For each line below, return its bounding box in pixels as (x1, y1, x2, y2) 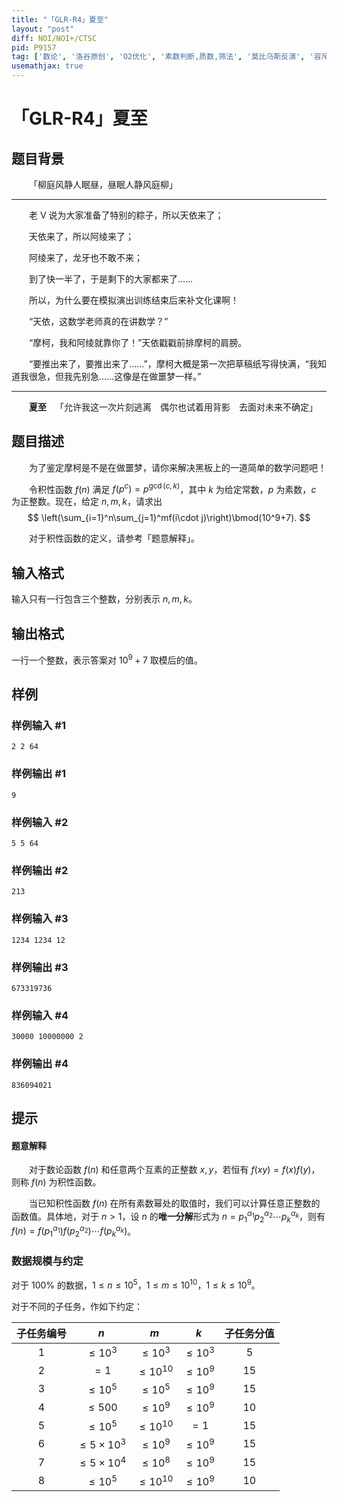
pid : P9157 (11, 42, 57, 53)
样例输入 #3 (11, 912, 69, 926)
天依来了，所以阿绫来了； (29, 231, 134, 242)
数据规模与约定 (11, 1254, 84, 1268)
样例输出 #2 (11, 863, 69, 877)
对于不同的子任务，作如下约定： (11, 1300, 143, 1312)
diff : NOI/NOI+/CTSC (11, 33, 98, 43)
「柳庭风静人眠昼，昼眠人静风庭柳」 (29, 179, 178, 190)
